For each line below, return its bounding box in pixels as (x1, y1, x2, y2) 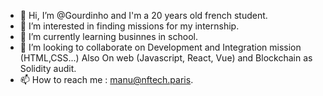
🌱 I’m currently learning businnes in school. (19, 31, 198, 42)
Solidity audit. (19, 63, 77, 74)
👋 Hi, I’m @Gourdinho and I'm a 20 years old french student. (19, 10, 268, 21)
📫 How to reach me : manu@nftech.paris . (19, 74, 194, 85)
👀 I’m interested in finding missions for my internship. (19, 20, 240, 32)
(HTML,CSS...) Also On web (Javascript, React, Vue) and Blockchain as (19, 52, 313, 64)
